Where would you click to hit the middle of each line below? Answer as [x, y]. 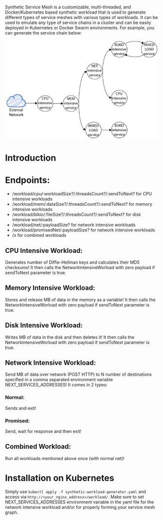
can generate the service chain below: [43, 33]
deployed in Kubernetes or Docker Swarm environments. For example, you [80, 28]
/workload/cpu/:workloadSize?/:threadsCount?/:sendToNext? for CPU [82, 194]
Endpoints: [27, 180]
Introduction [31, 158]
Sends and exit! [21, 408]
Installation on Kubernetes [60, 478]
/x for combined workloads [39, 235]
